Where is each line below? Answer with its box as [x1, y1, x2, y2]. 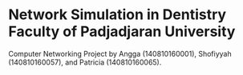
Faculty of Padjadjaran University [8, 22, 236, 41]
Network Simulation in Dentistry [8, 6, 227, 24]
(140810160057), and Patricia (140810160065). [8, 57, 162, 67]
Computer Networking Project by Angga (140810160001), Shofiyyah [8, 49, 232, 58]
